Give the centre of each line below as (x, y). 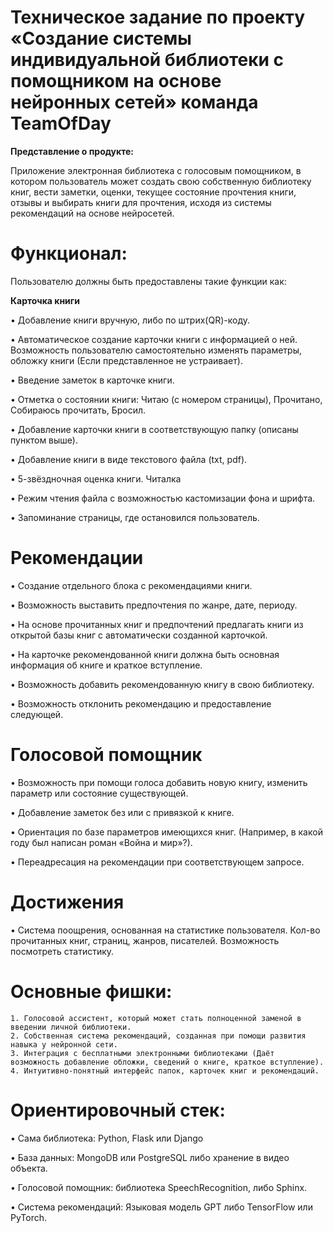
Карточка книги (45, 300)
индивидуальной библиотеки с (147, 60)
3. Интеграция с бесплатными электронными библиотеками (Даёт (142, 1053)
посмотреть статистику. (62, 951)
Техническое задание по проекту (158, 17)
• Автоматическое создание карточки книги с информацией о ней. (154, 339)
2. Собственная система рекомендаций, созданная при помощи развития (158, 1036)
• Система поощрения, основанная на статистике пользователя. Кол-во (165, 930)
